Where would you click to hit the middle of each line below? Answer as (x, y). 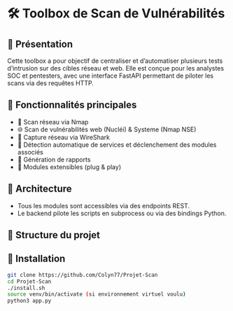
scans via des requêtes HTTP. (51, 83)
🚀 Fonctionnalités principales (72, 105)
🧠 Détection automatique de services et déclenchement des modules (117, 145)
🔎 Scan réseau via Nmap (53, 122)
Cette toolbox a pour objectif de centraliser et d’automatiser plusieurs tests (115, 61)
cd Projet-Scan (29, 281)
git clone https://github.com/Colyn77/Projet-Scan (83, 275)
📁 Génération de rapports (54, 159)
